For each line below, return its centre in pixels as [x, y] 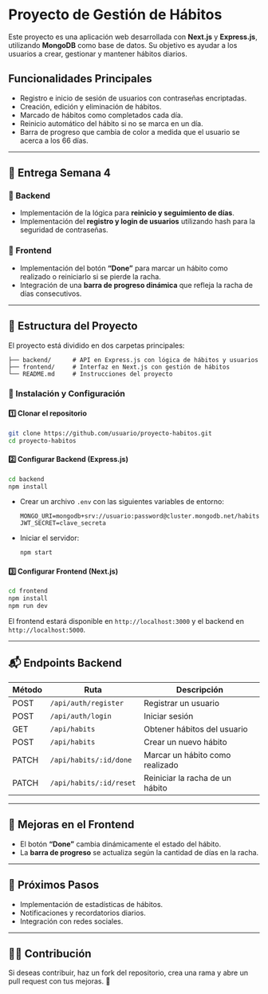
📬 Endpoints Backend [65, 663]
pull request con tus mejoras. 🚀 [59, 981]
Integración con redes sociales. [71, 921]
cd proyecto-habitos [43, 440]
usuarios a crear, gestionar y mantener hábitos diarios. [98, 53]
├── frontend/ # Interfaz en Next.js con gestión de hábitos [119, 367]
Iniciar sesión [168, 716]
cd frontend [28, 591]
